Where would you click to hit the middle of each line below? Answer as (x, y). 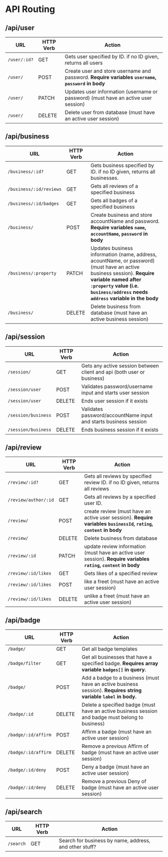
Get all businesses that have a (117, 657)
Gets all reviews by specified (118, 476)
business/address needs (119, 292)
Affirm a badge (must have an (116, 732)
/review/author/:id (31, 500)
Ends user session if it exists (114, 401)
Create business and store (121, 215)
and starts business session (114, 421)
